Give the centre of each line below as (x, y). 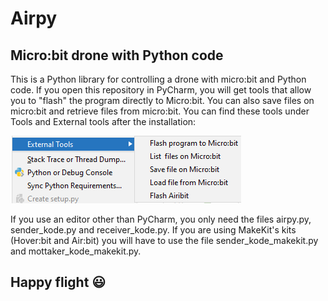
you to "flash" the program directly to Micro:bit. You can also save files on (162, 100)
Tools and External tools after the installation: (103, 121)
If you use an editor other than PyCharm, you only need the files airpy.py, (161, 219)
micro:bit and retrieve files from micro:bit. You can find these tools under (160, 111)
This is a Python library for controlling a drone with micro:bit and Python (158, 79)
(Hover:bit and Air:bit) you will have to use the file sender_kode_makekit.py (164, 240)
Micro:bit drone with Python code (117, 55)
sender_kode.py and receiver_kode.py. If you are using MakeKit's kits (153, 230)
